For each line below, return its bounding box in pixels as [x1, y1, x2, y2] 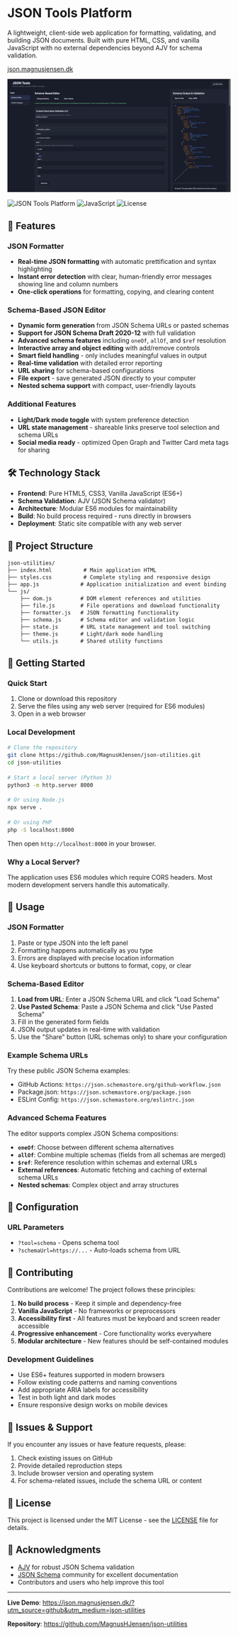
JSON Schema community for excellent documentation [17, 1570, 178, 1579]
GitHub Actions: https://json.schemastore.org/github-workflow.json [17, 1080, 221, 1089]
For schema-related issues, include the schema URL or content [17, 1477, 202, 1485]
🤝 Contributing [7, 1266, 74, 1278]
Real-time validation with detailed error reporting [17, 359, 163, 367]
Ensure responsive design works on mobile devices [17, 1401, 168, 1409]
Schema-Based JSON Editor [7, 305, 106, 315]
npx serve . [7, 804, 42, 811]
